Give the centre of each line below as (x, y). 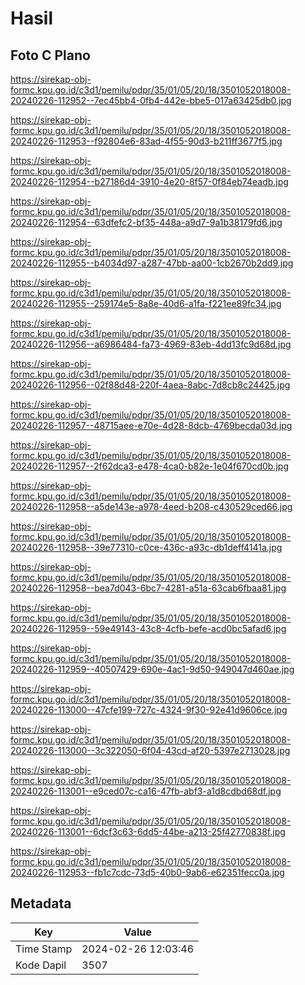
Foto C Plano (50, 55)
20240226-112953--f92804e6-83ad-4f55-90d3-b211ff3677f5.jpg (146, 141)
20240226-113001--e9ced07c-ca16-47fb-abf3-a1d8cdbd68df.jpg (146, 791)
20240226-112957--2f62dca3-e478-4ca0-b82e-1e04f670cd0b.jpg (150, 466)
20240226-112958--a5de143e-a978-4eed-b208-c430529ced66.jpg (151, 506)
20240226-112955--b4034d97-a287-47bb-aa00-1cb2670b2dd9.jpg (152, 263)
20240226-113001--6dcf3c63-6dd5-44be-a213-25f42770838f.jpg (148, 831)
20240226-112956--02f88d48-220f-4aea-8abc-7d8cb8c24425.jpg (150, 385)
